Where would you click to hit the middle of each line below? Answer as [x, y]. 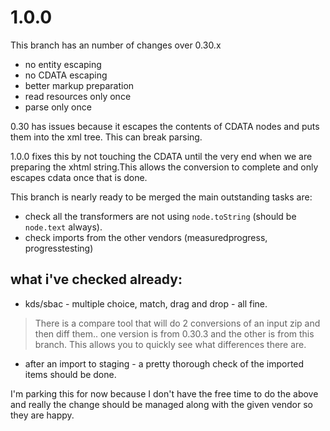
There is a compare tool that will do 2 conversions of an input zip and [177, 323]
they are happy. [42, 415]
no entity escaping [63, 64]
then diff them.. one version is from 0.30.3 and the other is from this [174, 333]
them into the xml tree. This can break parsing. [106, 137]
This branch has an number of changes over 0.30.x [116, 45]
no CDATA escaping [66, 75]
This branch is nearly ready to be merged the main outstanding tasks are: [161, 197]
